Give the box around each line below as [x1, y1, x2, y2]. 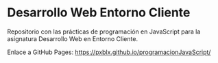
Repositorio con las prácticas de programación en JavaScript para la [7, 27, 201, 36]
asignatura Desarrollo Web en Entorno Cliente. [7, 34, 138, 42]
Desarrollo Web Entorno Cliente [7, 5, 191, 21]
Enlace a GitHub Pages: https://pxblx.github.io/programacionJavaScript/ [7, 48, 211, 56]
